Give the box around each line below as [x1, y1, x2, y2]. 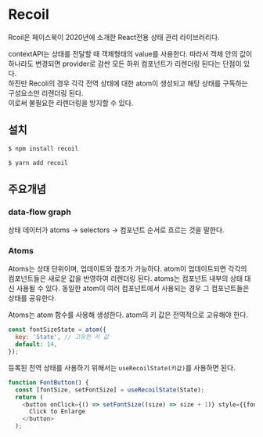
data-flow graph [8, 206, 72, 217]
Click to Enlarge [28, 408, 86, 416]
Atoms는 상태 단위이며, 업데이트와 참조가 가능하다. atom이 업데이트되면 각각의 [8, 264, 247, 274]
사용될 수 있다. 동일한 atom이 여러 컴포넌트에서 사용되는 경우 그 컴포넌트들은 [16, 284, 250, 293]
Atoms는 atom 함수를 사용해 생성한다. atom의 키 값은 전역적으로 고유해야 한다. [8, 310, 249, 319]
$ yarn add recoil [8, 158, 68, 166]
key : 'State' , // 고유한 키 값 [15, 333, 110, 341]
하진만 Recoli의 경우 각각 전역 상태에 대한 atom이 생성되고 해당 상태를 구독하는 [8, 78, 248, 88]
